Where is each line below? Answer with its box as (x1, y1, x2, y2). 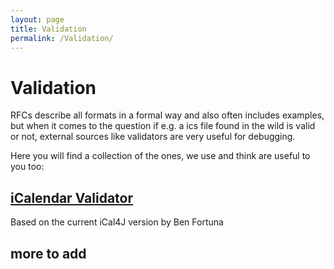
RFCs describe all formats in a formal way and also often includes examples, (10, 109, 325, 121)
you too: (10, 161, 45, 173)
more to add (10, 245, 87, 262)
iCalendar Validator (10, 189, 134, 206)
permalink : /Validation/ (10, 33, 114, 43)
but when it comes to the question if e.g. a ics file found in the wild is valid (10, 120, 316, 132)
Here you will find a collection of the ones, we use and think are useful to (10, 150, 311, 162)
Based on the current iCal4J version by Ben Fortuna (10, 216, 224, 228)
